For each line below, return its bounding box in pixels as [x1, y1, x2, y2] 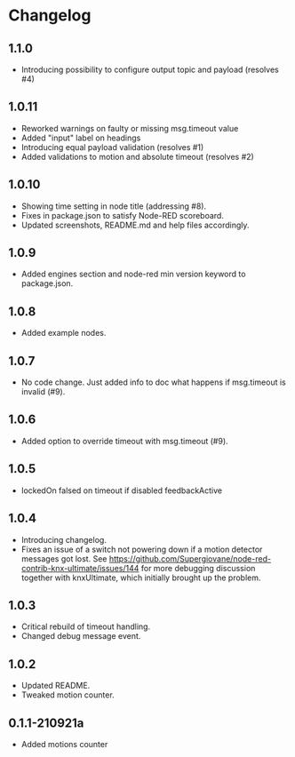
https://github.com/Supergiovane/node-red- [108, 553, 272, 564]
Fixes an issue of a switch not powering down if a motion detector [20, 544, 263, 554]
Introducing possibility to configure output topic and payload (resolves [20, 64, 279, 75]
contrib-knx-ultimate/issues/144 [20, 562, 140, 573]
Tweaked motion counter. [20, 689, 115, 700]
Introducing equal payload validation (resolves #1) [20, 141, 204, 152]
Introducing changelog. [20, 534, 108, 545]
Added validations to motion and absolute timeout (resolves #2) [20, 151, 254, 162]
